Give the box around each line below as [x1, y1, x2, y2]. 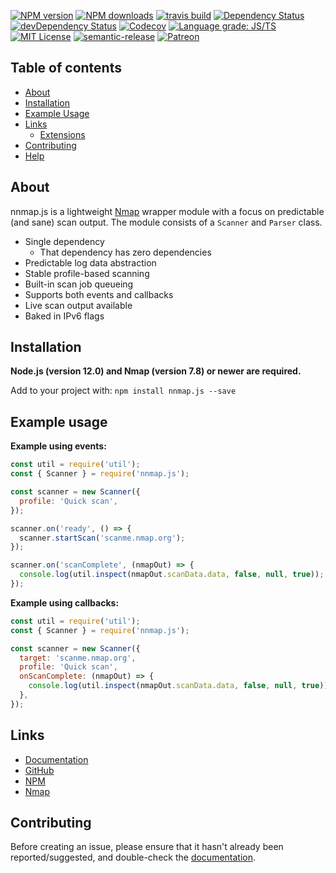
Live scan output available [24, 299, 133, 311]
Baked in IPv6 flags [24, 310, 105, 322]
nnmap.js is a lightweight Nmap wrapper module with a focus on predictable [10, 205, 325, 217]
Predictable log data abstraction [24, 256, 157, 269]
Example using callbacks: [10, 596, 120, 609]
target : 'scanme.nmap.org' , [19, 653, 137, 663]
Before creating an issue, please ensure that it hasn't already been [10, 841, 284, 853]
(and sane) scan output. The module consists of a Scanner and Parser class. [10, 216, 323, 228]
